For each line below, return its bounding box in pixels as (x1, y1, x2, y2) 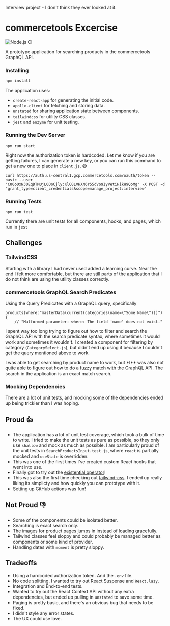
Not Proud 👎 (5, 501, 46, 509)
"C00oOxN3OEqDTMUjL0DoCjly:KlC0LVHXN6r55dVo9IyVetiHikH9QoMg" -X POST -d (5, 182, 165, 187)
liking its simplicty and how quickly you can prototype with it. (12, 480, 141, 486)
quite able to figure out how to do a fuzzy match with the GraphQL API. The (5, 365, 163, 371)
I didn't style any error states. (12, 610, 75, 616)
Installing (5, 67, 29, 74)
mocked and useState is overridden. (12, 453, 89, 459)
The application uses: (5, 88, 51, 94)
